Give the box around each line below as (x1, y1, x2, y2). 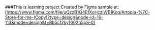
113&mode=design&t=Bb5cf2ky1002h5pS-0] (5, 19, 95, 25)
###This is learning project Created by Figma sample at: (5, 4, 119, 10)
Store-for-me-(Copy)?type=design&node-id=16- (5, 15, 103, 20)
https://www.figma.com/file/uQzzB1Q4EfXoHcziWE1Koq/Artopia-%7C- (6, 9, 150, 15)
